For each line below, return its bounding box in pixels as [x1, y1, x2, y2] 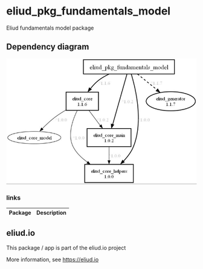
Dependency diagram [6, 42, 89, 52]
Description [36, 209, 66, 216]
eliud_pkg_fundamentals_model [6, 4, 171, 18]
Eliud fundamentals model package [6, 24, 94, 31]
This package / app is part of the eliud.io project [6, 244, 126, 251]
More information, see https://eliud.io [6, 256, 99, 263]
